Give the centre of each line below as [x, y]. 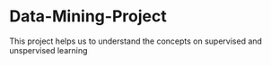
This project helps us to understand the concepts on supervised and [136, 41]
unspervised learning [48, 50]
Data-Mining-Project [88, 16]
